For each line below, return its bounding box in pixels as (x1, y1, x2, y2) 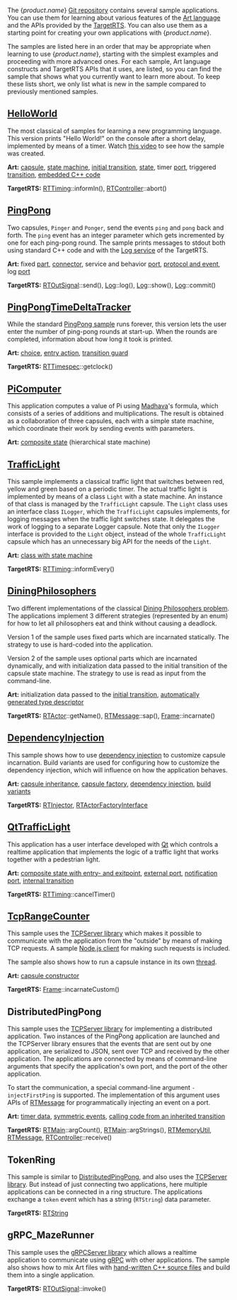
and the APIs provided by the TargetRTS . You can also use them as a (7, 21, 208, 29)
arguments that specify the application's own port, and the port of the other (7, 1062, 228, 1071)
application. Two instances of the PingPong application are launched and (7, 1032, 220, 1040)
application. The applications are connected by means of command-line (7, 1055, 217, 1063)
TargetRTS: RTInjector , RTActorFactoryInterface (7, 801, 149, 809)
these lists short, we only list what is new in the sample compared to (7, 80, 207, 88)
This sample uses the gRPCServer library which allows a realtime (7, 1248, 197, 1256)
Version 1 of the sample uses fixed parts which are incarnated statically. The (7, 632, 230, 641)
